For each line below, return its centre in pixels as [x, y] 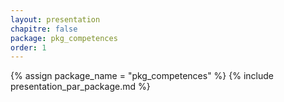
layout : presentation [55, 19]
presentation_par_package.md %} [80, 87]
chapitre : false [44, 29]
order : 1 [28, 47]
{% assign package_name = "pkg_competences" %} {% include [142, 76]
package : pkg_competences [64, 38]
